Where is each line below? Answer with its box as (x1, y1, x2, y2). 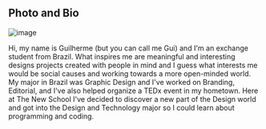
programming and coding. (8, 111, 95, 121)
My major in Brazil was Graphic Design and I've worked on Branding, (8, 77, 235, 87)
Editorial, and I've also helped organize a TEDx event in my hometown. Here (8, 86, 259, 95)
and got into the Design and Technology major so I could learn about (8, 103, 235, 112)
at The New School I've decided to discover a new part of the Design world (8, 94, 256, 103)
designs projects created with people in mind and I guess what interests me (8, 60, 258, 70)
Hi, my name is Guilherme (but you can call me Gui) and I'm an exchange (8, 43, 248, 53)
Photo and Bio (8, 6, 79, 20)
